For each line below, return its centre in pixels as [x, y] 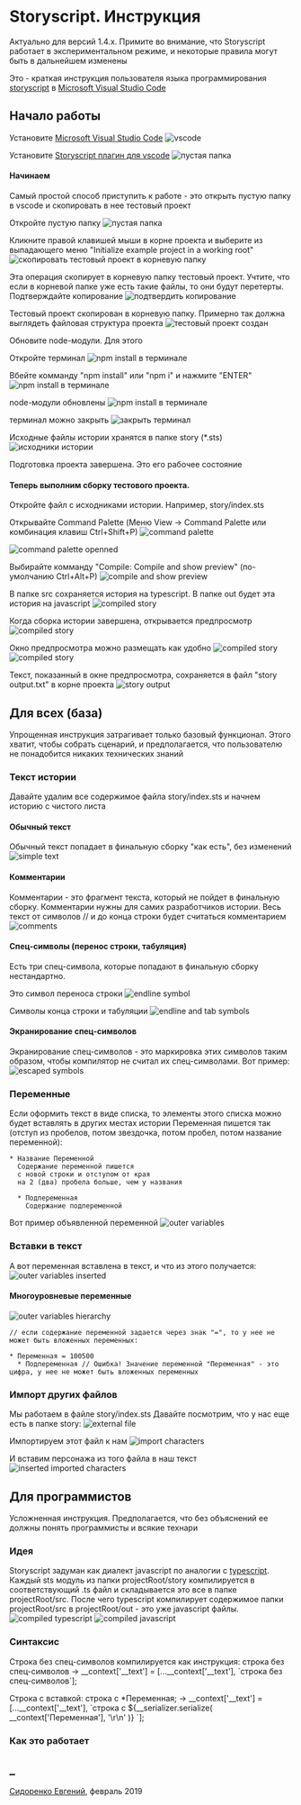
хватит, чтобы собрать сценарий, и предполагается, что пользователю [146, 744]
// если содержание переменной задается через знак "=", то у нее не [142, 1332]
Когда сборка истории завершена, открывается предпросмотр [131, 621]
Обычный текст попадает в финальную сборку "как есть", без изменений [150, 847]
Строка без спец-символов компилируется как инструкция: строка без [147, 1661]
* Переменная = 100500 [52, 1356]
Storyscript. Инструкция [105, 17]
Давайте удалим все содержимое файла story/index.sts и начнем [135, 797]
